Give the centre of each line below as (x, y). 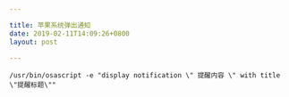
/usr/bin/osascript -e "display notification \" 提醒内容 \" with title (145, 76)
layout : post (34, 42)
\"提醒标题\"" (33, 85)
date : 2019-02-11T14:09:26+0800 (69, 33)
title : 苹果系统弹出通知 (50, 25)
